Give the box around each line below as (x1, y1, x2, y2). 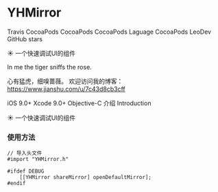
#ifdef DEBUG (7, 168, 45, 175)
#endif (7, 180, 26, 187)
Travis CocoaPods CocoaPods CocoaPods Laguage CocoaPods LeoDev (7, 28, 211, 36)
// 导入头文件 (7, 150, 43, 157)
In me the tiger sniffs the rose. (7, 63, 93, 71)
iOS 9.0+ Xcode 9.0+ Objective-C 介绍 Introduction (7, 98, 152, 107)
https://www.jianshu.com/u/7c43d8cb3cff (7, 85, 125, 93)
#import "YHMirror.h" (7, 156, 69, 163)
